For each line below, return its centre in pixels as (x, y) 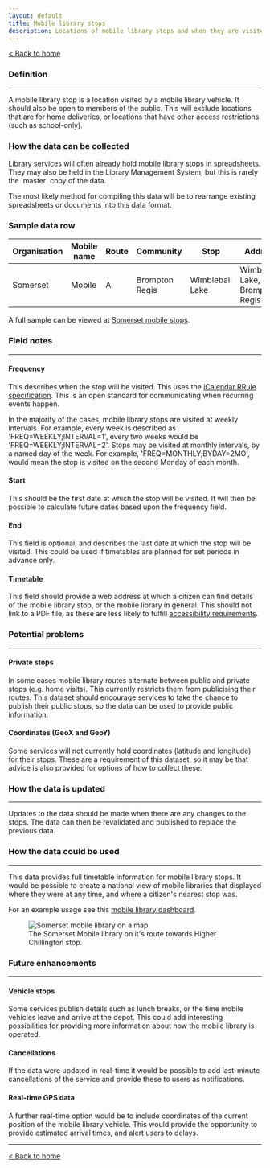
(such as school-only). (45, 125)
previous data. (32, 831)
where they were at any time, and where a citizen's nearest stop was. (123, 894)
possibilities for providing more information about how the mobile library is (131, 1026)
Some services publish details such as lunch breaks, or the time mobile (126, 1009)
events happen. (34, 404)
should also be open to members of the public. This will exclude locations (130, 108)
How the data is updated (57, 789)
